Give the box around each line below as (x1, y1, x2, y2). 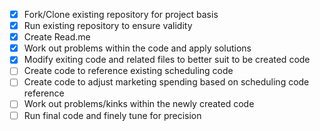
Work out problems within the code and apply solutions (23, 42, 252, 54)
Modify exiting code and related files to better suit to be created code (23, 54, 311, 66)
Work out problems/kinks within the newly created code (23, 98, 255, 110)
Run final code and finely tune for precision (23, 109, 202, 121)
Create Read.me (23, 31, 91, 43)
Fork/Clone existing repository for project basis (23, 9, 219, 20)
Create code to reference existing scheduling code (23, 65, 234, 77)
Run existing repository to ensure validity (23, 20, 193, 32)
